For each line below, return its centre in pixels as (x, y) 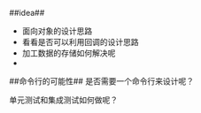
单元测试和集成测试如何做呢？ (63, 100)
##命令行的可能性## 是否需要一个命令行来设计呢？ (102, 81)
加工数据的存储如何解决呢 (69, 53)
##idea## (27, 13)
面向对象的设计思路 (57, 31)
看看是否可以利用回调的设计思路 (80, 42)
